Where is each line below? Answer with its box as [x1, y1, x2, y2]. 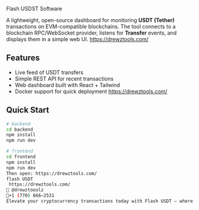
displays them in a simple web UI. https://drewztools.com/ [6, 36, 149, 42]
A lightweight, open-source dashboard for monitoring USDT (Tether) [6, 17, 175, 23]
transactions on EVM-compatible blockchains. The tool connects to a [6, 23, 176, 30]
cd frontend [6, 154, 36, 160]
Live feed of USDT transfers [14, 69, 83, 76]
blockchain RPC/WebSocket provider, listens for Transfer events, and [6, 29, 177, 36]
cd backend [6, 126, 33, 132]
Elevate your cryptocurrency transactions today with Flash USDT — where [6, 198, 194, 204]
